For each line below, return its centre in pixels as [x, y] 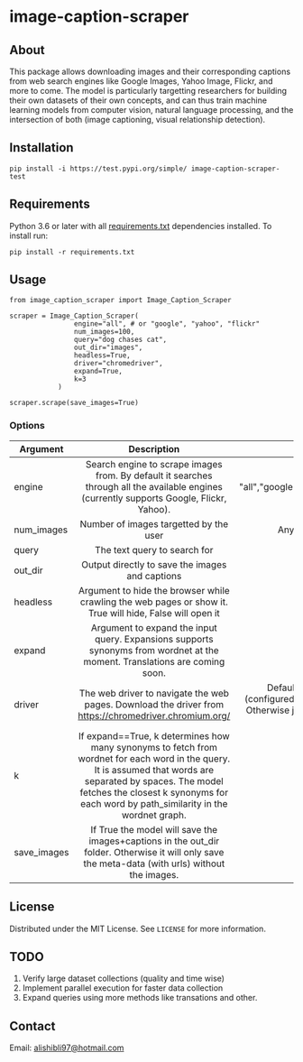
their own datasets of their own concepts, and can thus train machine [138, 100]
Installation [41, 148]
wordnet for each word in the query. [154, 758]
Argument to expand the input [154, 627]
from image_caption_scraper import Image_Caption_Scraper [120, 300]
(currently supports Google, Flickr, [154, 498]
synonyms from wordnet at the [154, 650]
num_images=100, [104, 332]
